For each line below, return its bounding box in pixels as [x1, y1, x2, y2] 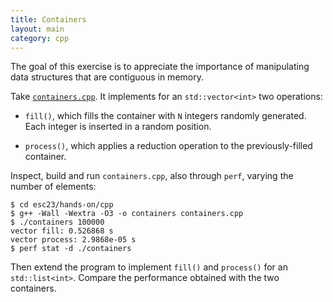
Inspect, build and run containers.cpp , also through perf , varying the [10, 170, 294, 182]
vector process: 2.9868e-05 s [10, 235, 137, 245]
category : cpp [10, 33, 70, 43]
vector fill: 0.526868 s [10, 226, 114, 236]
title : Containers [10, 14, 87, 25]
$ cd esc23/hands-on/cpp [10, 200, 114, 210]
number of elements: [10, 181, 97, 193]
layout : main [10, 24, 65, 34]
